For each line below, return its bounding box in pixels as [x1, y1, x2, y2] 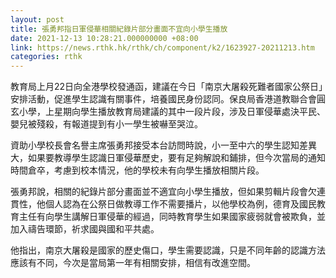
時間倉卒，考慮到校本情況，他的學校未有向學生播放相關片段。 [10, 164, 265, 176]
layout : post [10, 14, 65, 25]
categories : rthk [10, 52, 83, 62]
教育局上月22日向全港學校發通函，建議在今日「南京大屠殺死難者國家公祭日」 [10, 81, 324, 93]
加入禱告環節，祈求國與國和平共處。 [10, 223, 160, 235]
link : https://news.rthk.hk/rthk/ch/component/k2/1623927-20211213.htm [10, 42, 315, 53]
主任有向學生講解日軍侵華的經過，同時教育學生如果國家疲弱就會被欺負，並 [18, 211, 326, 223]
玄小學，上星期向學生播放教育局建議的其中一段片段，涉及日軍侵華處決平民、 [10, 106, 326, 118]
